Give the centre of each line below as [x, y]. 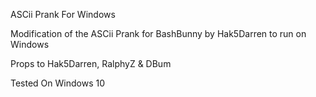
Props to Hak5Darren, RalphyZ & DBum [91, 63]
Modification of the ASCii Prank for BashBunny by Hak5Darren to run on [158, 33]
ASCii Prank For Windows [63, 14]
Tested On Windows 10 [58, 83]
